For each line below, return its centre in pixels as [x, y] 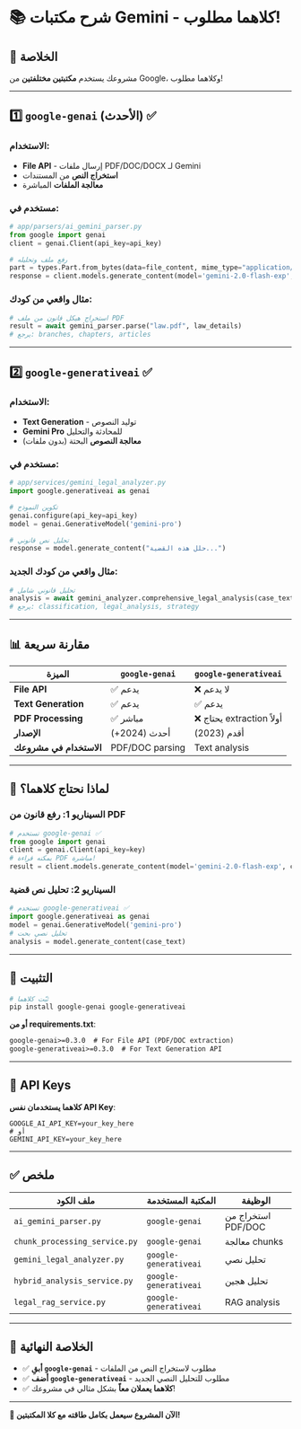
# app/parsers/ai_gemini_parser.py [76, 226]
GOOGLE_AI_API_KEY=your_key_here [72, 1124]
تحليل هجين [246, 1281]
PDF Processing [48, 718]
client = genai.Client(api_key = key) [77, 850]
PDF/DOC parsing [148, 748]
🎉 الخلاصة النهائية [52, 1347]
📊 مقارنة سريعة [49, 644]
